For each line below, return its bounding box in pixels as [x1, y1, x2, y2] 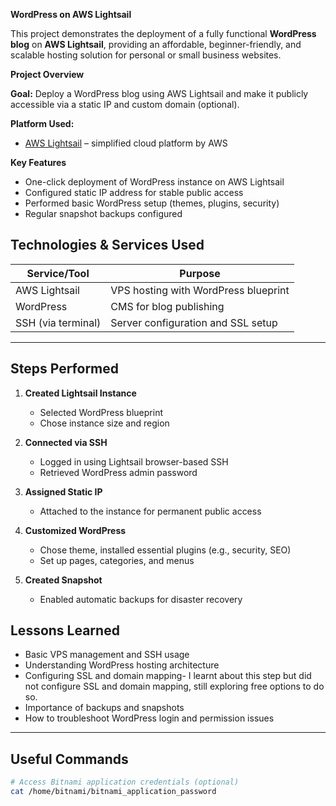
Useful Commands [10, 750, 129, 768]
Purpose [179, 266, 221, 280]
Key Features [10, 157, 67, 168]
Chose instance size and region [39, 417, 170, 429]
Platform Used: [10, 118, 75, 129]
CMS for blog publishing [110, 299, 225, 313]
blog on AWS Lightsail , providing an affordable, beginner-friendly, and [10, 39, 302, 50]
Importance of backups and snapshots [24, 702, 185, 714]
